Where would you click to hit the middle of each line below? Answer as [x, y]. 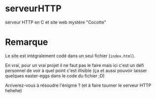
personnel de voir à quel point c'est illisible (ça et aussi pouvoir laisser [76, 70]
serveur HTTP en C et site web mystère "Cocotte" [56, 22]
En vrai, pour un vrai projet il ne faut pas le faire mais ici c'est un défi [75, 65]
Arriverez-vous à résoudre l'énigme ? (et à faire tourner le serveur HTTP [78, 85]
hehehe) [14, 90]
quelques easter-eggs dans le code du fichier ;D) [55, 76]
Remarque [27, 42]
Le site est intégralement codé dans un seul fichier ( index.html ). [70, 56]
